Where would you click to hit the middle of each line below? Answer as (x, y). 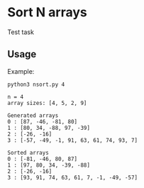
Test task (21, 32)
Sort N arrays (47, 12)
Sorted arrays (28, 153)
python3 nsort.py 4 (36, 84)
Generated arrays (33, 115)
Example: (21, 71)
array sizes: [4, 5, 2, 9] (47, 103)
